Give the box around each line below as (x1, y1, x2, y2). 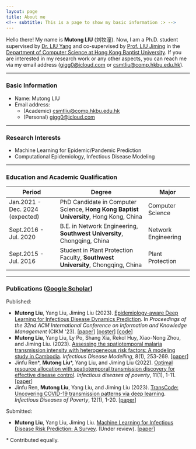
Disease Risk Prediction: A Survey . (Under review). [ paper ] (14, 425, 156, 432)
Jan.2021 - (9, 198, 42, 206)
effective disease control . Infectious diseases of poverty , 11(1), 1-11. (14, 371, 176, 378)
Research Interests (6, 133, 61, 141)
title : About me (6, 14, 45, 20)
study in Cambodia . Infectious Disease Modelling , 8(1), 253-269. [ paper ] (14, 353, 189, 360)
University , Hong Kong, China (60, 213, 143, 221)
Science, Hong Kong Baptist (60, 205, 139, 213)
